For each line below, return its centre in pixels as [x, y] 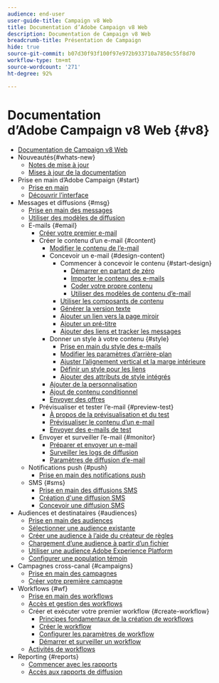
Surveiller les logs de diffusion [94, 452]
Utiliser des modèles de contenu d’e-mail [131, 293]
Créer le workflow [65, 627]
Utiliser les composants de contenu [112, 301]
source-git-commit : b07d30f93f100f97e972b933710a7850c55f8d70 [101, 54]
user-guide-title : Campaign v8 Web [60, 21]
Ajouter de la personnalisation [93, 385]
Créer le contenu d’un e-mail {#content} [97, 241]
